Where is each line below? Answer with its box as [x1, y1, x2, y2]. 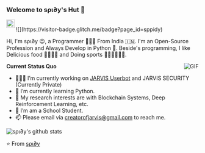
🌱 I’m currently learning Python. [15, 88, 95, 95]
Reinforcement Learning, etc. [15, 101, 88, 108]
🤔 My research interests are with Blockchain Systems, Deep [15, 94, 166, 101]
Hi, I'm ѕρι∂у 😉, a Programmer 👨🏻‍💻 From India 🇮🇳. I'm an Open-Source [6, 38, 189, 45]
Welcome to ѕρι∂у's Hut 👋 [6, 5, 85, 14]
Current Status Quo [6, 63, 57, 70]
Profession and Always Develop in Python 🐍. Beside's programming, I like [6, 44, 190, 52]
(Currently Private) [15, 81, 62, 88]
